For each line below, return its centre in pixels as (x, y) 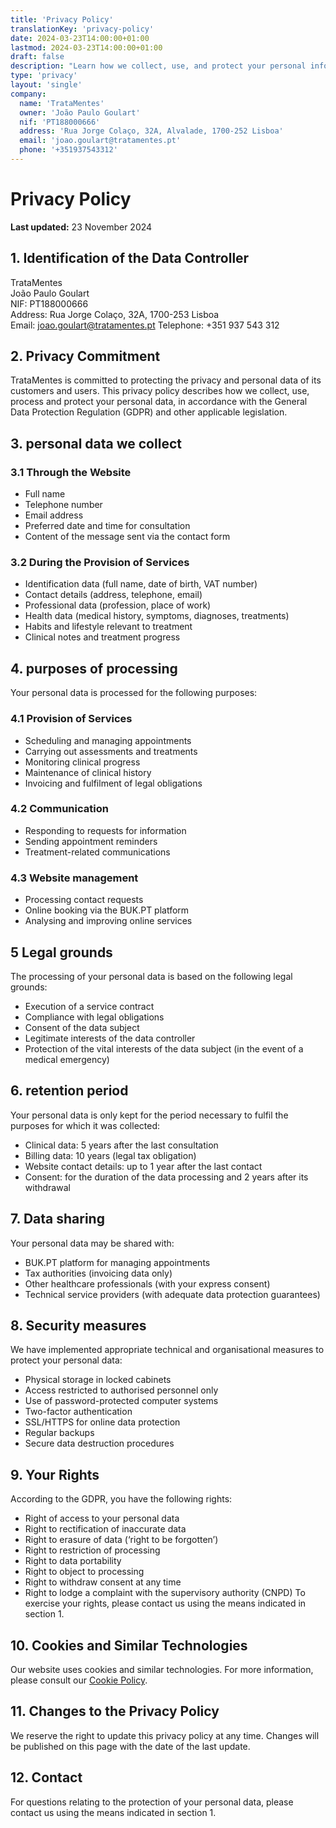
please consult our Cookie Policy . (79, 1680)
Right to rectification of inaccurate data (105, 1529)
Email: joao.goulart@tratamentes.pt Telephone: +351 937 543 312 (145, 325)
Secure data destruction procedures (99, 1443)
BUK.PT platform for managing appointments (117, 1262)
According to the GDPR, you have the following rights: (121, 1499)
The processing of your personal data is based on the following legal (151, 976)
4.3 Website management (74, 878)
